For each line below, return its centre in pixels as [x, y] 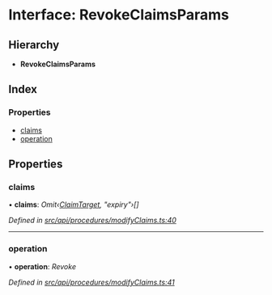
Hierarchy [34, 45]
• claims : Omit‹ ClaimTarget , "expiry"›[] [74, 204]
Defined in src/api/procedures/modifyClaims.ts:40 [92, 221]
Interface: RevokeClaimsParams [119, 15]
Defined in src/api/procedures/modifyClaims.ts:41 [92, 282]
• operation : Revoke [42, 266]
